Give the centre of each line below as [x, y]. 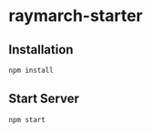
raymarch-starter [76, 16]
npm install [31, 70]
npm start [27, 119]
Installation [41, 50]
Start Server [44, 99]
